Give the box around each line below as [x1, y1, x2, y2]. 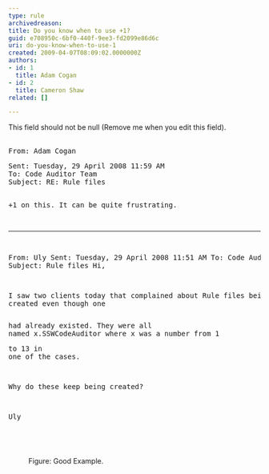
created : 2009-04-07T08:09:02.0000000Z [8, 49, 142, 57]
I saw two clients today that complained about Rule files [8, 291, 246, 300]
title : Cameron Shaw [15, 86, 84, 94]
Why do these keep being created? [8, 382, 144, 392]
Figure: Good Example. [28, 456, 104, 466]
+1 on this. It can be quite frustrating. [8, 201, 178, 210]
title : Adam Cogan [15, 71, 78, 79]
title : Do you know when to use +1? [8, 26, 130, 34]
